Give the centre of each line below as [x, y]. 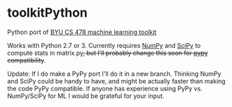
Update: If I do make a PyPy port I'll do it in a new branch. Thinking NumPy [114, 74]
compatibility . [27, 60]
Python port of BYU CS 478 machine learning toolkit [82, 32]
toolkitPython [47, 13]
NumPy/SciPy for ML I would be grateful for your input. [86, 96]
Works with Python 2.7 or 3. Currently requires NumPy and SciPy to [104, 45]
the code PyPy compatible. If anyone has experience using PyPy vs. [105, 88]
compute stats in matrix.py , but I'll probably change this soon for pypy [108, 53]
